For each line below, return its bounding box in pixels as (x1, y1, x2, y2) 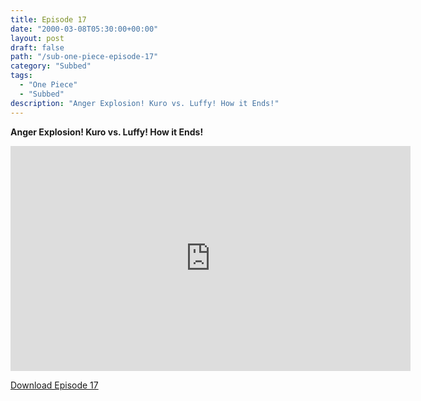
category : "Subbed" (10, 61, 92, 71)
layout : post (10, 33, 65, 43)
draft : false (10, 42, 65, 53)
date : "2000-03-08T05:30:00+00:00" (10, 24, 159, 34)
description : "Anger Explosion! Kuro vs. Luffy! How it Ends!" (10, 98, 280, 108)
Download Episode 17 (10, 379, 99, 391)
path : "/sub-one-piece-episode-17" (10, 52, 159, 62)
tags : (10, 71, 33, 81)
